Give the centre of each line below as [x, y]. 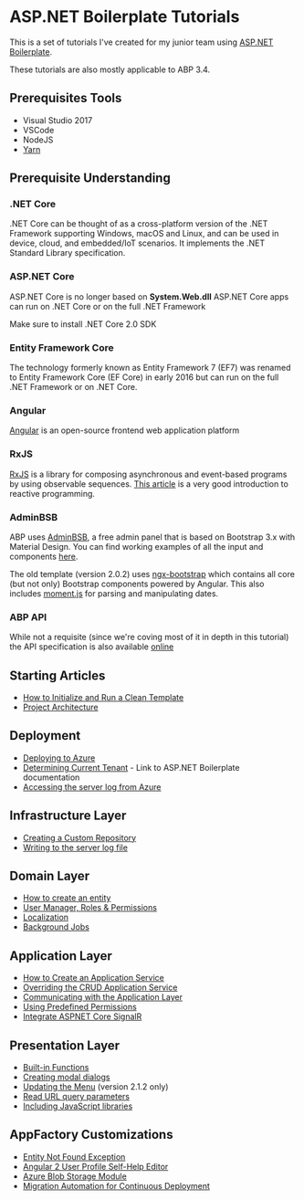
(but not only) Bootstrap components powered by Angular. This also [137, 584]
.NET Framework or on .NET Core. [73, 387]
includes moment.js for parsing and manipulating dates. [114, 593]
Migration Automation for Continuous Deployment [116, 1185]
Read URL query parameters [76, 1097]
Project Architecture [60, 707]
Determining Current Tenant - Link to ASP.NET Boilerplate [131, 767]
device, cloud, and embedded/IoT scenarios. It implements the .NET [137, 243]
